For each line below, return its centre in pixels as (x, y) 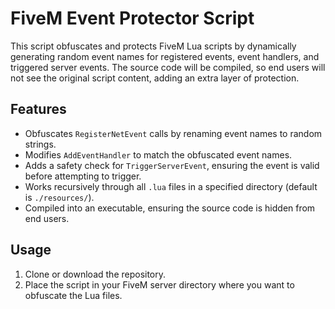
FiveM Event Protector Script (132, 18)
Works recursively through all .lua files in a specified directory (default (171, 186)
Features (38, 109)
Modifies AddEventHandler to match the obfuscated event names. (158, 154)
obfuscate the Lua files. (73, 295)
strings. (40, 144)
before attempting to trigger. (83, 176)
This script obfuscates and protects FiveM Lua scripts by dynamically (153, 46)
